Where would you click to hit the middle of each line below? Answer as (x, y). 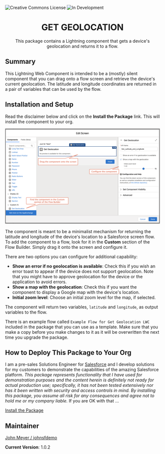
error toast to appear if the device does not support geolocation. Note (83, 271)
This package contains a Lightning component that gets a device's (82, 41)
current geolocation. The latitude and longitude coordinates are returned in (81, 84)
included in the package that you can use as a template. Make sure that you (82, 327)
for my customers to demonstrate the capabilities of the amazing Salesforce (82, 370)
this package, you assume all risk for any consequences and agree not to (80, 396)
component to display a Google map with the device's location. (76, 292)
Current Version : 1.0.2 (28, 447)
